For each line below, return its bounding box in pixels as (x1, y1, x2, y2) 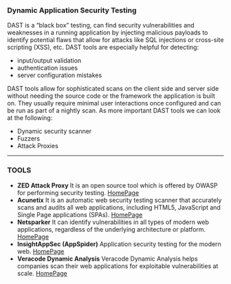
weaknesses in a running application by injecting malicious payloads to (7, 28, 208, 37)
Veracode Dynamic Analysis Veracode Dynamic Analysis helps (16, 254, 198, 263)
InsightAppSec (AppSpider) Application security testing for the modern (16, 240, 221, 248)
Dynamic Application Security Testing (7, 6, 137, 15)
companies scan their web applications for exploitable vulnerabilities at (16, 261, 219, 270)
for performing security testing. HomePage (16, 188, 140, 196)
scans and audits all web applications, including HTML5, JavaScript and (16, 203, 221, 212)
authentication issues (16, 64, 78, 72)
